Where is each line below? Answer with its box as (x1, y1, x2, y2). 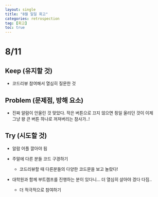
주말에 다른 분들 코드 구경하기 (12, 156, 68, 161)
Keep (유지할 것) (5, 67, 53, 75)
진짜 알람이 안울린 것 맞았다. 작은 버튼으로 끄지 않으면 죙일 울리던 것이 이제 (12, 110, 154, 116)
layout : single (5, 7, 36, 12)
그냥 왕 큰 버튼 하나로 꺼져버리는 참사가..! (12, 116, 90, 122)
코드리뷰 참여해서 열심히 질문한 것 (12, 81, 76, 87)
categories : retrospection (5, 16, 60, 21)
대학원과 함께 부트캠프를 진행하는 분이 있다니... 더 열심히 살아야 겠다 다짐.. (12, 176, 152, 182)
